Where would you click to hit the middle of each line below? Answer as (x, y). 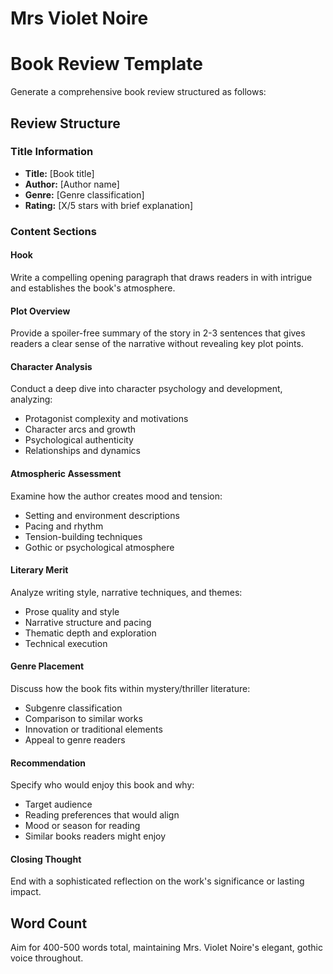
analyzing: (31, 399)
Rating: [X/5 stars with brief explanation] (109, 205)
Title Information (52, 152)
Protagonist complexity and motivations (106, 419)
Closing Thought (46, 859)
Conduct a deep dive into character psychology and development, (146, 389)
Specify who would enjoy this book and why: (102, 785)
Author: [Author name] (72, 184)
